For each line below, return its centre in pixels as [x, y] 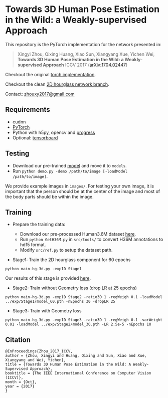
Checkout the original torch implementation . [51, 74]
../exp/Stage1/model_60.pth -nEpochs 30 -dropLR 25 [60, 302]
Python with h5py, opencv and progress [54, 132]
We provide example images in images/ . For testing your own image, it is [80, 186]
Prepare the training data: [39, 225]
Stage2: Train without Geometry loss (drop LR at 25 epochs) [74, 288]
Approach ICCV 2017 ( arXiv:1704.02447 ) [85, 65]
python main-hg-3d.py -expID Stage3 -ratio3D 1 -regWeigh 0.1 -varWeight [84, 320]
